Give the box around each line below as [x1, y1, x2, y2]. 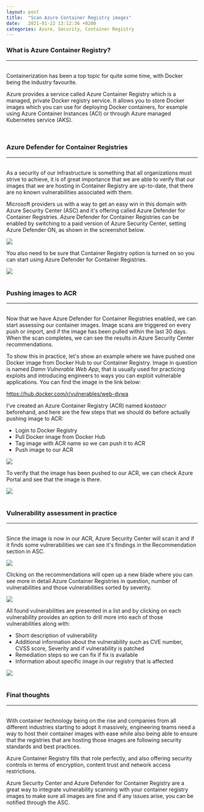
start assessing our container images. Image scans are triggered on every [6, 321, 191, 329]
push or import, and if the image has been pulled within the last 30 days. [6, 328, 188, 335]
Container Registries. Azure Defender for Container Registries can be [6, 213, 179, 220]
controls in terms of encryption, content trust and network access [6, 761, 171, 768]
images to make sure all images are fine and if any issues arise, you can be [6, 792, 194, 799]
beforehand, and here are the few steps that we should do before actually [6, 408, 191, 416]
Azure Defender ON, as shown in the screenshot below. [6, 226, 145, 233]
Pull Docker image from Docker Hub [15, 433, 106, 441]
